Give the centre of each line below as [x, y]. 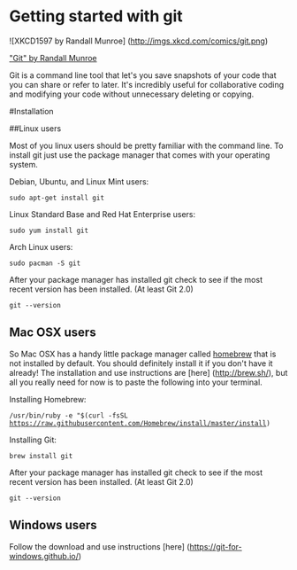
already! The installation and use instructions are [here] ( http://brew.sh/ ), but [148, 372]
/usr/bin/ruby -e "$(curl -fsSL [69, 415]
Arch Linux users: [41, 246]
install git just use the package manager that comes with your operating [140, 155]
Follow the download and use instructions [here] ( [99, 546]
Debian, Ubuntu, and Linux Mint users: [79, 181]
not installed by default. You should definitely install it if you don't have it [141, 363]
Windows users [53, 525]
